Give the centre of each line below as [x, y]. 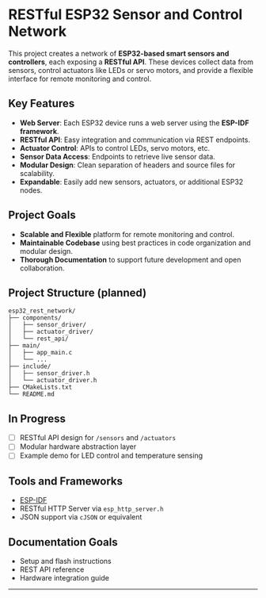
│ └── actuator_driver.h [53, 381]
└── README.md [32, 394]
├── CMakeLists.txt [40, 387]
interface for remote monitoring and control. [80, 79]
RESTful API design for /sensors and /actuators [98, 438]
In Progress [37, 418]
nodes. [31, 190]
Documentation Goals [63, 542]
